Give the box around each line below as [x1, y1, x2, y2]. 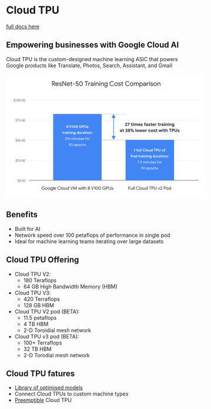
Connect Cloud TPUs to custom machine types [14, 390, 129, 397]
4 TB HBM [23, 320, 49, 327]
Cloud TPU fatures [6, 368, 75, 379]
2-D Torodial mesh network [23, 351, 90, 358]
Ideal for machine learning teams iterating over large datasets [14, 237, 164, 244]
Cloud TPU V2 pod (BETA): [14, 308, 80, 315]
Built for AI [14, 225, 41, 232]
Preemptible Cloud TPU [14, 397, 72, 404]
